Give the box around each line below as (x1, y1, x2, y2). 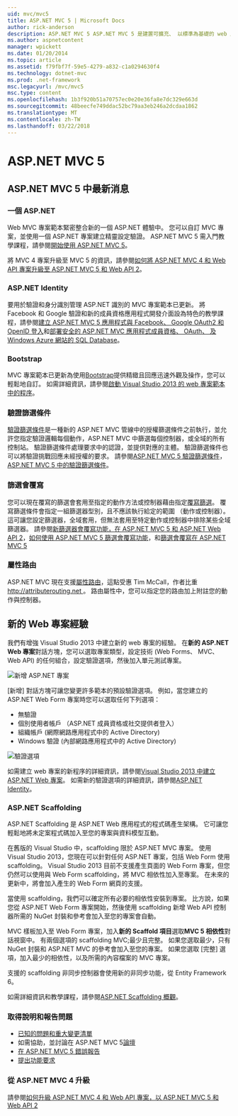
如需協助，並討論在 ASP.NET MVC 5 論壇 (17, 1038, 136, 1047)
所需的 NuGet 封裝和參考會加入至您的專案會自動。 (13, 912, 160, 920)
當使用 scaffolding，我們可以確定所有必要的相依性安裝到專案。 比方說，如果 (7, 894, 230, 903)
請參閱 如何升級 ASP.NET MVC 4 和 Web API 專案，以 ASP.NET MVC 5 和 (7, 1093, 220, 1101)
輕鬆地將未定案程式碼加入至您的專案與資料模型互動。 (7, 828, 163, 837)
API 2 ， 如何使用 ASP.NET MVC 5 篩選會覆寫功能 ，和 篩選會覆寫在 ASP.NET (7, 533, 227, 542)
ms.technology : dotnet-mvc (7, 69, 87, 77)
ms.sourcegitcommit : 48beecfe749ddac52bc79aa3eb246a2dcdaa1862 (7, 103, 198, 110)
